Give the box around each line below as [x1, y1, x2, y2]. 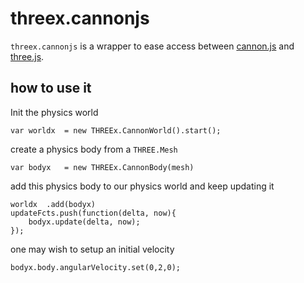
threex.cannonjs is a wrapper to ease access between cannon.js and [10, 40, 295, 52]
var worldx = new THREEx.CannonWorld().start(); [10, 125, 222, 136]
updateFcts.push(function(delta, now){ [10, 208, 177, 218]
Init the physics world [10, 106, 99, 118]
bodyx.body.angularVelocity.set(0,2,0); [10, 262, 182, 272]
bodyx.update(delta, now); [28, 217, 141, 227]
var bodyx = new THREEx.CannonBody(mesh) [10, 162, 195, 172]
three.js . [10, 50, 45, 62]
